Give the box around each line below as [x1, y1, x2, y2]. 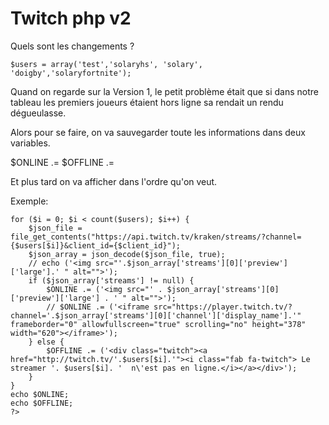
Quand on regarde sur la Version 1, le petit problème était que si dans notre [10, 85, 320, 97]
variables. [10, 137, 51, 149]
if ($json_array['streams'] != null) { [28, 275, 195, 286]
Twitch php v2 [10, 7, 132, 30]
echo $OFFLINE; [10, 398, 74, 408]
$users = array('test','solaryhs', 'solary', [10, 59, 203, 69]
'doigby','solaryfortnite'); [10, 68, 132, 78]
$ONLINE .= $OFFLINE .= [10, 156, 115, 168]
